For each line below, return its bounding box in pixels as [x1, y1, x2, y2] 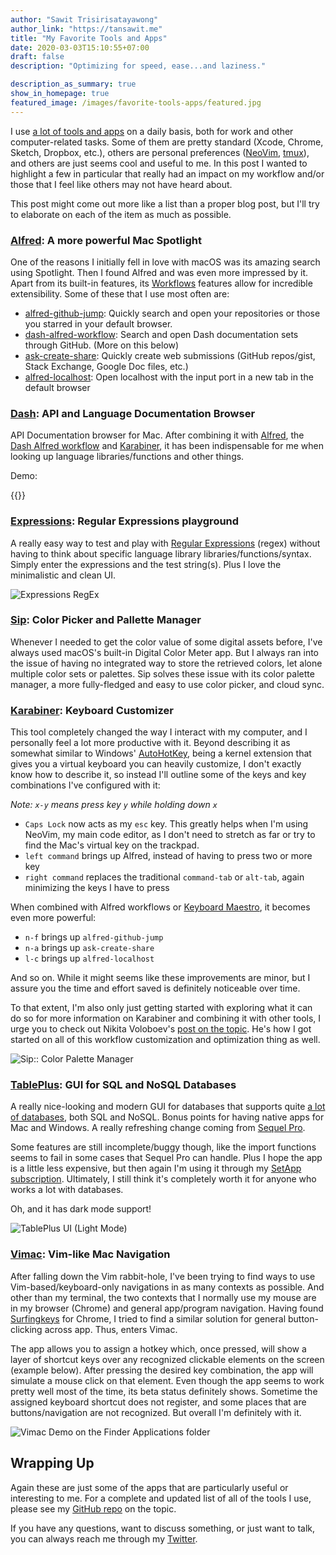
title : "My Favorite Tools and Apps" [10, 33, 168, 43]
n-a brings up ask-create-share [24, 942, 155, 954]
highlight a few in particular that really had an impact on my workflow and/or [10, 167, 325, 180]
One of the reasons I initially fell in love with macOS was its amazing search [10, 256, 321, 268]
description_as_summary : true [10, 79, 137, 90]
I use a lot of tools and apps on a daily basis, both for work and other [10, 125, 294, 137]
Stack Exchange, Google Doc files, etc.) [24, 360, 189, 372]
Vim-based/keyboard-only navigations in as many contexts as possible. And [10, 1281, 325, 1293]
